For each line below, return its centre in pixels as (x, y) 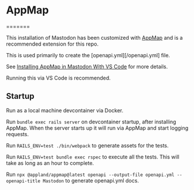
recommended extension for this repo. (52, 44)
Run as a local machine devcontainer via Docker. (65, 110)
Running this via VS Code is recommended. (59, 78)
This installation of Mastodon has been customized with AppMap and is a (94, 37)
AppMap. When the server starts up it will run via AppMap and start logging (97, 128)
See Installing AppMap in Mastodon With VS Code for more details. (87, 66)
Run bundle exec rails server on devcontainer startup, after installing (91, 122)
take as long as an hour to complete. (50, 163)
